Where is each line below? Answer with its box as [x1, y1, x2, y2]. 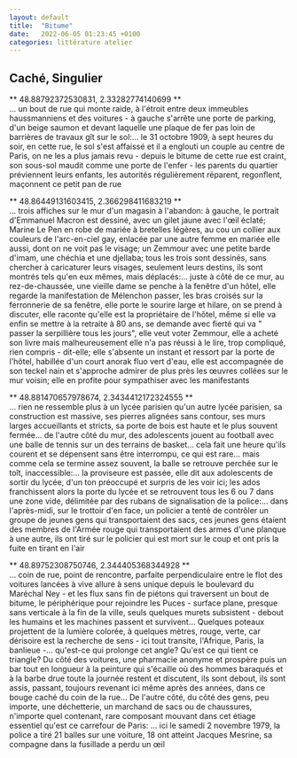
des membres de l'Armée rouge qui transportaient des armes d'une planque [9, 524, 286, 535]
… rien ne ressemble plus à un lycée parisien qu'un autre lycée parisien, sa [9, 402, 283, 412]
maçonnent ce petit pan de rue [9, 179, 122, 190]
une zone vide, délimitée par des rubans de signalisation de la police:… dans [9, 496, 289, 506]
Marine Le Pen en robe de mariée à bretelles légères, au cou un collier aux [9, 224, 281, 235]
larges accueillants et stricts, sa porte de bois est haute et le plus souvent [9, 420, 277, 431]
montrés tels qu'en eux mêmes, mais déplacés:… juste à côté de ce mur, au [9, 271, 285, 282]
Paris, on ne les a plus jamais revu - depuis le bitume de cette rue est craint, [9, 151, 286, 161]
